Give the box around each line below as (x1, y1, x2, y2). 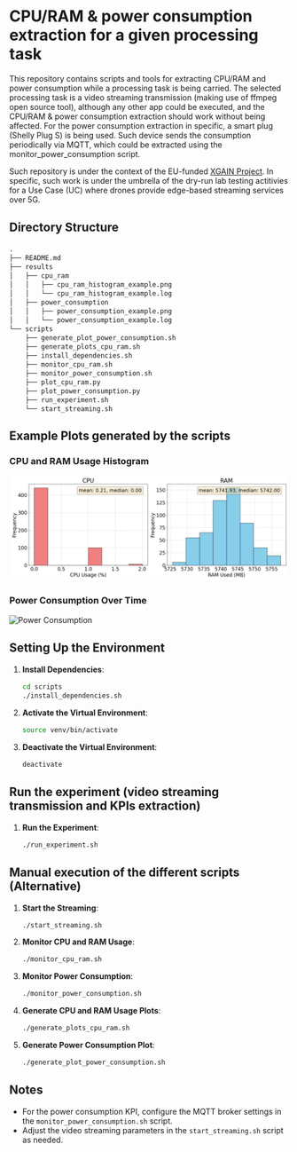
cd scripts (21, 682, 63, 691)
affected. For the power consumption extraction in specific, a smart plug (9, 120, 273, 130)
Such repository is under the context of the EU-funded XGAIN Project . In (9, 166, 274, 177)
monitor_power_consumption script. (9, 148, 141, 159)
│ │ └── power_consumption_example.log (9, 315, 173, 325)
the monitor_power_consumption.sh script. (21, 1116, 173, 1126)
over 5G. (9, 193, 41, 205)
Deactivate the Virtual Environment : (21, 742, 158, 753)
